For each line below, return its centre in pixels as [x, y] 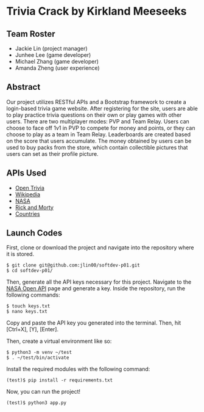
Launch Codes [34, 233]
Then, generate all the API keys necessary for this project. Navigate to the [99, 282]
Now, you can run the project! [44, 392]
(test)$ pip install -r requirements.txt [60, 380]
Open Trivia [30, 188]
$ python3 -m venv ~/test [39, 353]
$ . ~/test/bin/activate [38, 358]
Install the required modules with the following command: [78, 369]
